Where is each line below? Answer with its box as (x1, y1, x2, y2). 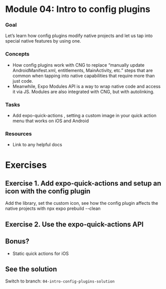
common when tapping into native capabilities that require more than (12, 73, 155, 79)
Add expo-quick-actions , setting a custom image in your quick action (12, 113, 156, 119)
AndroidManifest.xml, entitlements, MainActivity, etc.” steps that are (12, 67, 153, 73)
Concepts (5, 51, 30, 58)
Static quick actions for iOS (12, 250, 69, 256)
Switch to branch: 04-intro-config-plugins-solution (5, 278, 115, 284)
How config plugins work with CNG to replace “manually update (12, 62, 144, 68)
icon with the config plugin (5, 187, 91, 195)
